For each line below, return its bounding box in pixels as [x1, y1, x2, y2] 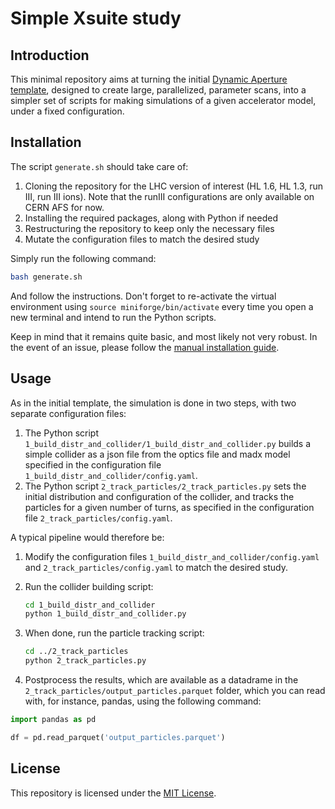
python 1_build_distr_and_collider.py [24, 609, 187, 619]
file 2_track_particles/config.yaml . [24, 512, 173, 524]
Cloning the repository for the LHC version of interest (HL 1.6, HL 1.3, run [24, 180, 324, 192]
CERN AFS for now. [24, 201, 105, 213]
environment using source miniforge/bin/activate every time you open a [10, 300, 314, 312]
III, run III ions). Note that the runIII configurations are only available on [24, 190, 315, 202]
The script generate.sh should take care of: [10, 160, 189, 172]
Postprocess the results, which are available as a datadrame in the [24, 674, 299, 686]
